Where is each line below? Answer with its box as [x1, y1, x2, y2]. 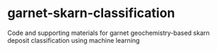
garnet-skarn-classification [7, 5, 176, 21]
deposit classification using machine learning [7, 36, 140, 44]
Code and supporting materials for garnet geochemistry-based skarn [7, 28, 210, 37]
